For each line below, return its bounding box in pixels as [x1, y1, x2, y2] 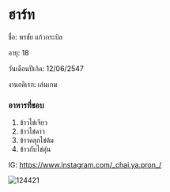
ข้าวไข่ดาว [19, 126, 45, 136]
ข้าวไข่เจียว [19, 118, 47, 127]
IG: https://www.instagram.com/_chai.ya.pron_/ [8, 160, 162, 170]
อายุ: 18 [8, 47, 29, 57]
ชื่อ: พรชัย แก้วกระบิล [8, 32, 63, 41]
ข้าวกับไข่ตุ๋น [19, 145, 51, 154]
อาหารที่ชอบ [8, 100, 45, 111]
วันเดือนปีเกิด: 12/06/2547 [8, 63, 85, 73]
